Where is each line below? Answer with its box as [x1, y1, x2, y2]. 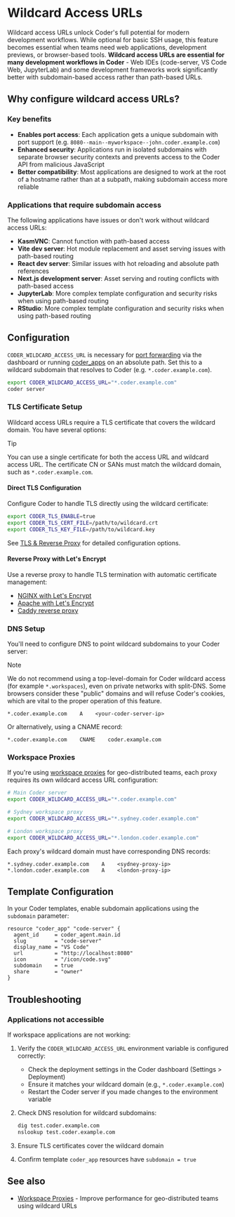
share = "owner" [13, 969, 83, 976]
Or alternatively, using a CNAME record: [7, 723, 123, 731]
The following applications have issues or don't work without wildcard [7, 215, 210, 224]
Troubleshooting [7, 993, 82, 1005]
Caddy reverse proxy [17, 606, 79, 615]
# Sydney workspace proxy [7, 809, 83, 816]
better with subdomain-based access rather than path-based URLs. [7, 72, 203, 81]
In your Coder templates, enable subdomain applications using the [7, 904, 199, 913]
